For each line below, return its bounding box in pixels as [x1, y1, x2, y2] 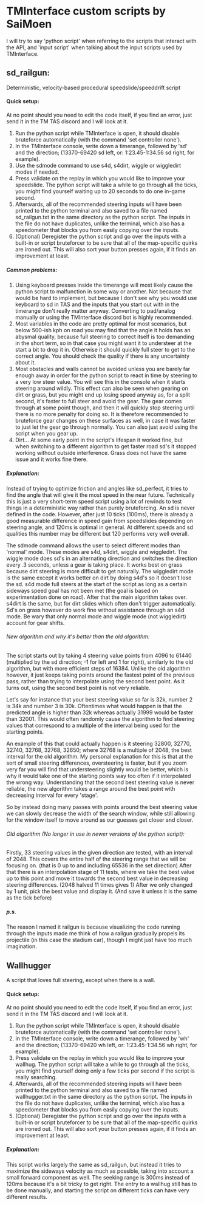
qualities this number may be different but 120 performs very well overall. [6, 530, 189, 537]
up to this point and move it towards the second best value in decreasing [6, 875, 188, 882]
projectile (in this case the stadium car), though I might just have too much [6, 937, 192, 944]
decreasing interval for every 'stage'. [6, 791, 98, 799]
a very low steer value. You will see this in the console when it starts [15, 378, 186, 385]
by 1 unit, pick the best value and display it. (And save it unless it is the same [6, 888, 197, 895]
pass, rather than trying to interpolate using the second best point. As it [6, 678, 185, 685]
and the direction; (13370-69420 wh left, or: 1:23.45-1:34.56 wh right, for [15, 1042, 197, 1049]
